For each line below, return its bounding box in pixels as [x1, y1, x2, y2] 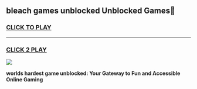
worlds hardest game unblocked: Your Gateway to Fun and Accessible [6, 70, 181, 77]
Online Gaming [6, 76, 43, 83]
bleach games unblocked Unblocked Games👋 [6, 6, 176, 16]
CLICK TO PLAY [6, 23, 52, 32]
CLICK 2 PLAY [6, 45, 47, 53]
